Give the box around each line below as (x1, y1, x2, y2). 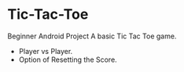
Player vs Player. (18, 46, 73, 56)
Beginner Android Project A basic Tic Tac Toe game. (7, 31, 177, 41)
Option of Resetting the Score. (18, 55, 117, 64)
